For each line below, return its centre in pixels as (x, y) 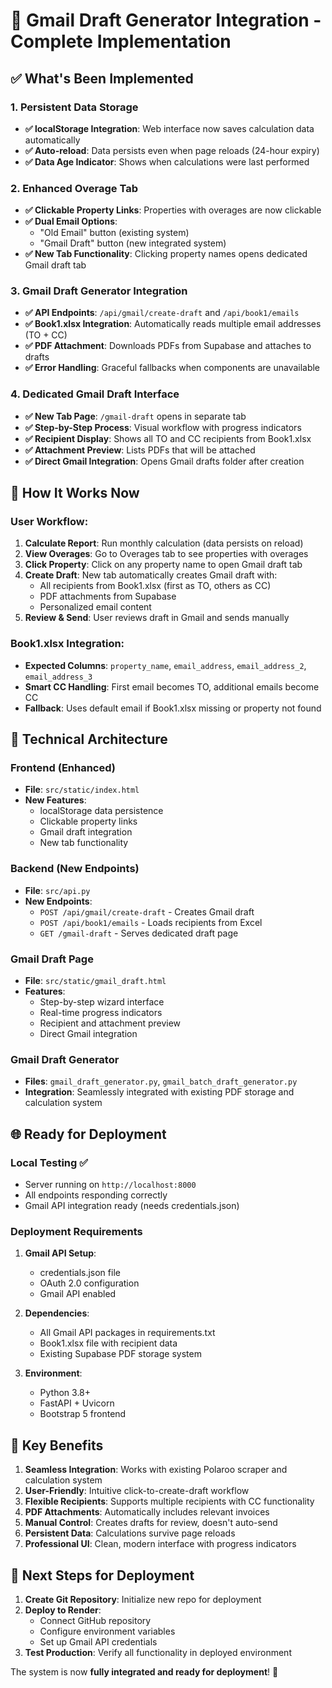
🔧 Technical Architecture (89, 739)
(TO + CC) (46, 335)
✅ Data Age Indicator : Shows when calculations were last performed (167, 161)
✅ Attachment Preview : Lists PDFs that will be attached (140, 450)
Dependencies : (57, 1313)
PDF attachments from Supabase (108, 596)
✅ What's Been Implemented (102, 78)
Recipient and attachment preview (110, 1023)
